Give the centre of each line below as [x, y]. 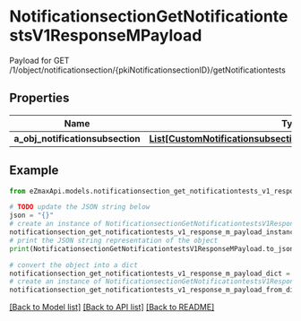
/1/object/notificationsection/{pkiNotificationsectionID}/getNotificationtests [148, 70]
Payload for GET [39, 60]
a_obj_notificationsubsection [77, 138]
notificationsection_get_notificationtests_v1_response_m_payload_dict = [150, 273]
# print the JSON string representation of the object [114, 240]
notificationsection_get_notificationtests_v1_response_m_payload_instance [154, 232]
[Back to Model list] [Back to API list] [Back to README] [112, 308]
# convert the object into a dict [74, 265]
